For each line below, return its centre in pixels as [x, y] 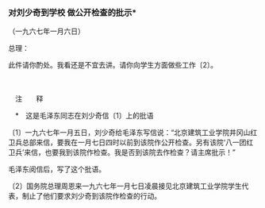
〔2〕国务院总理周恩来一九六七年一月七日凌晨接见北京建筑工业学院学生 [125, 186]
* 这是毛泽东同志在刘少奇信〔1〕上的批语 [84, 116]
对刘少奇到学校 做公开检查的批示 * [73, 12]
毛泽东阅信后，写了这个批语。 [57, 169]
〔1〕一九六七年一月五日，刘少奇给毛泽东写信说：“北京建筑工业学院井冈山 [129, 133]
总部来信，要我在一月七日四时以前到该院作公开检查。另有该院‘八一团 [134, 143]
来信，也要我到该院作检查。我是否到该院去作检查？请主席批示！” [129, 152]
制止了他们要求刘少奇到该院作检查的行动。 [91, 196]
